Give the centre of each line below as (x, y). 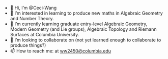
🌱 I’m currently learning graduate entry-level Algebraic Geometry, (79, 24)
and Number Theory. (32, 18)
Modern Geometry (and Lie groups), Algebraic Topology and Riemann (83, 29)
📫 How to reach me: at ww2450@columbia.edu (60, 51)
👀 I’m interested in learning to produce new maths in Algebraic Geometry (86, 13)
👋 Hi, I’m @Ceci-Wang (33, 8)
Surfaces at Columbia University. (45, 35)
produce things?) (28, 45)
